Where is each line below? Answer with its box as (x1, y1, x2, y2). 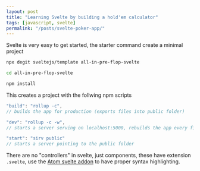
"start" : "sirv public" (6, 135, 65, 141)
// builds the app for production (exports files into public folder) (6, 108, 185, 115)
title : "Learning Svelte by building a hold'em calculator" (6, 14, 159, 20)
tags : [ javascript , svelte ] (6, 20, 76, 26)
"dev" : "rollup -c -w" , (6, 119, 65, 125)
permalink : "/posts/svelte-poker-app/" (6, 25, 105, 31)
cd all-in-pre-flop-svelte (6, 70, 73, 76)
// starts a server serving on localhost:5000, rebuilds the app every (6, 125, 187, 131)
